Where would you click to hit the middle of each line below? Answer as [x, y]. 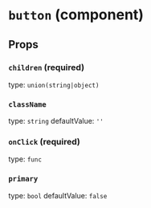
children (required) [47, 67]
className [27, 104]
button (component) [76, 15]
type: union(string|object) [54, 84]
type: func [25, 159]
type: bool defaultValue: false [58, 195]
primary [23, 179]
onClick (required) [44, 142]
